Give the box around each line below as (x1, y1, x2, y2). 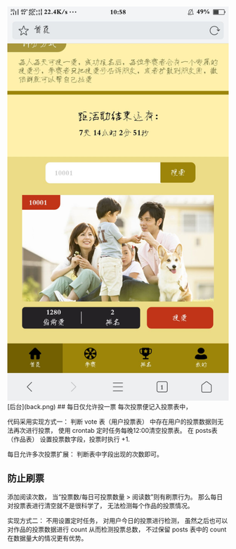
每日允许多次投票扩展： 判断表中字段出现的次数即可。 (7, 450, 163, 458)
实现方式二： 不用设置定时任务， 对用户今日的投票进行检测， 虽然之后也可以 (7, 516, 228, 524)
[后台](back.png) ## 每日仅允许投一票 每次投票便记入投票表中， (7, 403, 192, 410)
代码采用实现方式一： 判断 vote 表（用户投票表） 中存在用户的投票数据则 (7, 417, 218, 426)
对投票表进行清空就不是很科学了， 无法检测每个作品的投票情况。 (7, 501, 194, 510)
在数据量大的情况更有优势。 (7, 534, 88, 542)
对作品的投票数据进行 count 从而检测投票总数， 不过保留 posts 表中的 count (7, 525, 227, 534)
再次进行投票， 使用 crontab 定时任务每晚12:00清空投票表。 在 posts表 (13, 427, 218, 434)
